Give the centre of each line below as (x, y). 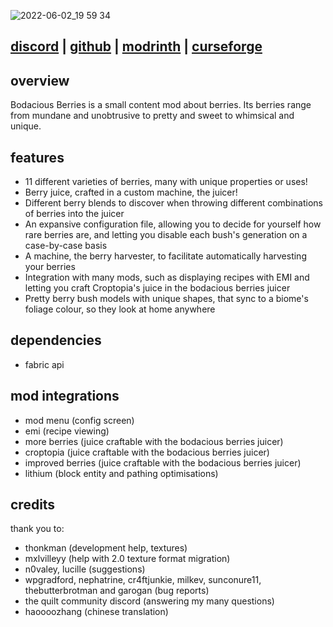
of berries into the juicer (74, 214)
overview (40, 80)
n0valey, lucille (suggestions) (85, 569)
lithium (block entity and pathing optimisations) (121, 473)
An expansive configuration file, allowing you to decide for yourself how (173, 224)
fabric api (44, 364)
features (37, 157)
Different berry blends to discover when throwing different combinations (173, 203)
